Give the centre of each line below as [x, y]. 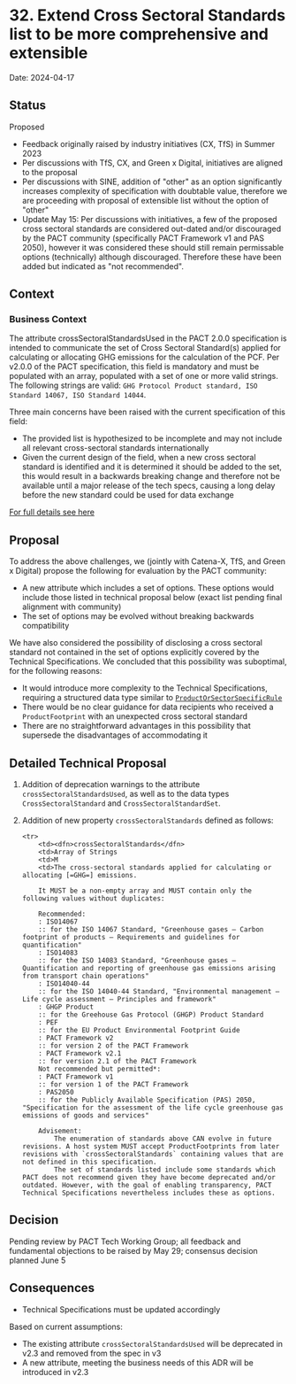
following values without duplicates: [93, 899]
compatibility [46, 626]
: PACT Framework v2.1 [80, 1054]
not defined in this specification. [89, 1162]
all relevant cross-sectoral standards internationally [115, 448]
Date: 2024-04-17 [42, 77]
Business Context [48, 320]
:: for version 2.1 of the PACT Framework [118, 1062]
